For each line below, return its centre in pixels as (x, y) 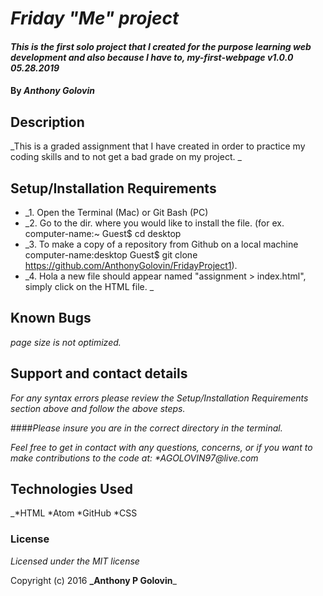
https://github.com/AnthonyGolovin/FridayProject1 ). (131, 265)
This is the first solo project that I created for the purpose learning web (161, 46)
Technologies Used (71, 489)
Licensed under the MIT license (75, 561)
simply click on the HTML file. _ (89, 286)
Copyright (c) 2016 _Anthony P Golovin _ (93, 580)
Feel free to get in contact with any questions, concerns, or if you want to (161, 447)
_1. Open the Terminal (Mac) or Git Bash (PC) (116, 212)
